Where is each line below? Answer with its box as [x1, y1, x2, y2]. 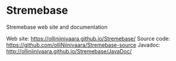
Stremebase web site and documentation [6, 23, 108, 30]
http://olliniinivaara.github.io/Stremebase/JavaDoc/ [6, 47, 132, 54]
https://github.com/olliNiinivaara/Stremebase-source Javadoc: [6, 41, 160, 48]
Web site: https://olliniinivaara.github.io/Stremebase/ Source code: [6, 35, 171, 42]
